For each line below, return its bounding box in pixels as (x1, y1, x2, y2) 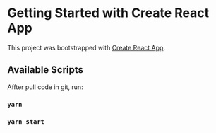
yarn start (7, 117, 44, 125)
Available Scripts (7, 64, 83, 76)
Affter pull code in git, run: (7, 83, 83, 91)
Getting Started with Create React (7, 5, 210, 21)
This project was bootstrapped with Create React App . (7, 43, 166, 52)
